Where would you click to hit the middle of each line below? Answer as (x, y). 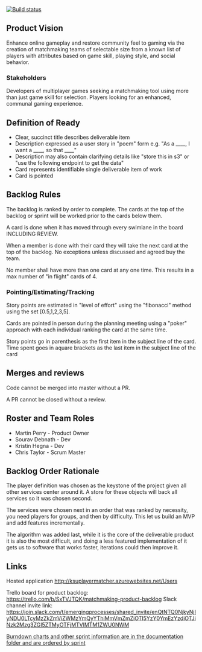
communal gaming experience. (45, 104)
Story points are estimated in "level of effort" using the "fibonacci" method (99, 305)
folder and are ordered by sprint (46, 643)
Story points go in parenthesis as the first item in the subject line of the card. (101, 342)
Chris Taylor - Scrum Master (50, 452)
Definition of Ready (43, 123)
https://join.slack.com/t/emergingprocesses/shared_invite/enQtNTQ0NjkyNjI (101, 612)
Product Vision (35, 28)
